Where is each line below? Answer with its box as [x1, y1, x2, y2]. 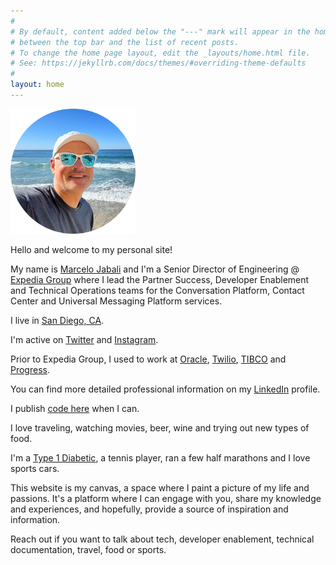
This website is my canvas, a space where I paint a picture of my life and [10, 481, 310, 494]
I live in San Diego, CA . [10, 314, 105, 326]
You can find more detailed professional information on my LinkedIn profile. [10, 383, 321, 395]
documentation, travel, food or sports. [10, 543, 167, 555]
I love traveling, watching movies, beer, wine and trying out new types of [10, 421, 310, 434]
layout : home [10, 80, 65, 90]
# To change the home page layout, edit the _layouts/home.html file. [10, 48, 311, 58]
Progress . [10, 363, 50, 375]
